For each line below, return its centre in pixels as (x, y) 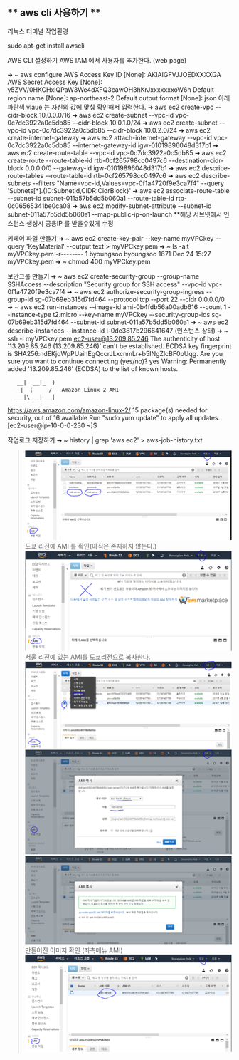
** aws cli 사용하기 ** (54, 13)
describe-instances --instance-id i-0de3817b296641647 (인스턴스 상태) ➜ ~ (118, 331)
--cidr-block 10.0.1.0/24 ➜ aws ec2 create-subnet (145, 123)
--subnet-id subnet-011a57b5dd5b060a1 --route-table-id (91, 198)
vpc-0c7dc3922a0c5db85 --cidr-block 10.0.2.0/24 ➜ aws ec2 (119, 130)
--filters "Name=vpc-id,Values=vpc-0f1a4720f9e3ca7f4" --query (128, 183)
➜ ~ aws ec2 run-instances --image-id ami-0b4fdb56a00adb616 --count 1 (117, 307)
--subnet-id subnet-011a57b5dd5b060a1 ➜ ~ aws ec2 (150, 322)
